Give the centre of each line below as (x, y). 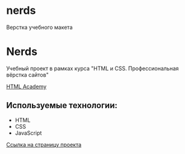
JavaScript (28, 133)
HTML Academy (27, 86)
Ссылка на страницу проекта (44, 144)
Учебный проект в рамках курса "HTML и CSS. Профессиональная (92, 68)
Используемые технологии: (62, 105)
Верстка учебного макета (39, 27)
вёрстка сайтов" (28, 75)
